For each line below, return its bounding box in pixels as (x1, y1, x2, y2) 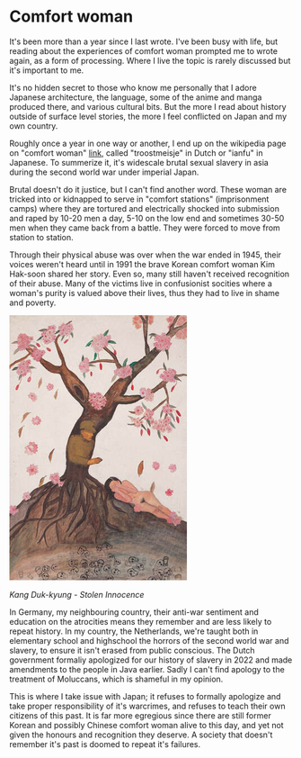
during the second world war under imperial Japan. (9, 167, 199, 177)
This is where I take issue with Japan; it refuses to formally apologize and (9, 690, 281, 701)
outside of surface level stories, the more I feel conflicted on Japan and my (9, 111, 288, 122)
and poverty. (9, 297, 57, 308)
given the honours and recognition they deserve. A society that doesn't (9, 729, 273, 740)
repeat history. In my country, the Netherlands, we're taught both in (9, 626, 259, 636)
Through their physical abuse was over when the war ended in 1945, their (9, 249, 281, 260)
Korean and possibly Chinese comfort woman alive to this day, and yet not (9, 719, 285, 730)
